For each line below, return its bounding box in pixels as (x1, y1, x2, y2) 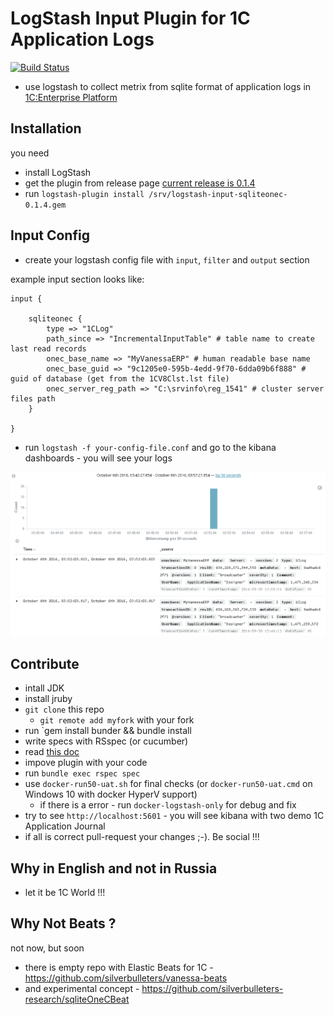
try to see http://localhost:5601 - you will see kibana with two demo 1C (24, 810, 325, 822)
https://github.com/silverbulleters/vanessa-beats (24, 972, 228, 984)
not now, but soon (10, 942, 85, 954)
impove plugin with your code (24, 757, 148, 769)
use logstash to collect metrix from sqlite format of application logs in (24, 80, 312, 92)
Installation (10, 120, 82, 137)
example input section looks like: (10, 273, 145, 285)
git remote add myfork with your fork (39, 714, 195, 726)
